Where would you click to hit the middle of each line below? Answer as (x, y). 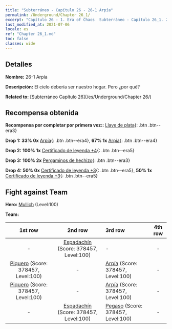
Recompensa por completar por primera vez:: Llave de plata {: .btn (76, 125)
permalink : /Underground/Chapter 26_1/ (48, 15)
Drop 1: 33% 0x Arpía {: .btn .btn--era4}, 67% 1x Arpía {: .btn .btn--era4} (81, 141)
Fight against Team (37, 192)
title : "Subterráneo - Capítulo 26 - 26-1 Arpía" (59, 10)
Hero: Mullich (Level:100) (32, 205)
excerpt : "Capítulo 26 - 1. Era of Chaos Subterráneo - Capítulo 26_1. (84, 20)
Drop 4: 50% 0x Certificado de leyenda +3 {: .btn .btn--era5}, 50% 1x (79, 171)
